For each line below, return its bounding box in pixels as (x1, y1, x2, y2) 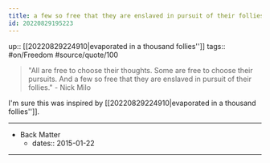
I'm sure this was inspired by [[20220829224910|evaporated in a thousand (8, 98, 256, 108)
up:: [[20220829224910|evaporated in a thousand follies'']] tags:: (8, 41, 226, 51)
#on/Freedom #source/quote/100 (8, 50, 119, 59)
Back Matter (19, 129, 61, 139)
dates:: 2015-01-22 (31, 138, 95, 148)
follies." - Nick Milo (27, 82, 91, 92)
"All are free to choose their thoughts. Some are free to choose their (27, 65, 253, 75)
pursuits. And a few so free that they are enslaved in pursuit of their (27, 74, 252, 84)
